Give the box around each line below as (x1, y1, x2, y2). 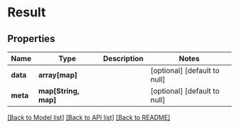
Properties (7, 33, 55, 45)
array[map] (38, 70, 78, 80)
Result (7, 4, 46, 21)
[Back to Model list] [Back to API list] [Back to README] (7, 113, 171, 122)
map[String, (38, 86, 80, 96)
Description (102, 54, 144, 63)
